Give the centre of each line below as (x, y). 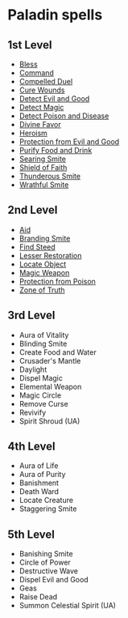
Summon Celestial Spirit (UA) (67, 606)
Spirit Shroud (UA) (50, 421)
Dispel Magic (41, 377)
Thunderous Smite (50, 176)
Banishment (39, 483)
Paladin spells (55, 15)
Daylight (33, 369)
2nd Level (33, 210)
